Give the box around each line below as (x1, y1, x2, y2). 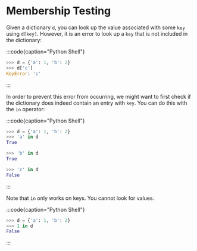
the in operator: (6, 105, 45, 112)
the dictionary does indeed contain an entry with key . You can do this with (6, 99, 187, 106)
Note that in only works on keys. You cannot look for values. (6, 194, 155, 202)
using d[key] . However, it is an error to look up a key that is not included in (6, 30, 188, 37)
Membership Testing (6, 4, 111, 18)
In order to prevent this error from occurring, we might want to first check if (6, 93, 192, 100)
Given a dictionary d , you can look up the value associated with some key (6, 24, 186, 31)
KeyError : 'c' (6, 70, 42, 77)
